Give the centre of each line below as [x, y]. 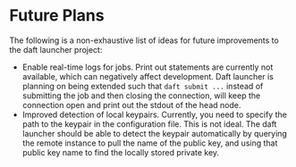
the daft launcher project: [56, 49]
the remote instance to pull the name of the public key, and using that [150, 143]
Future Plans [57, 16]
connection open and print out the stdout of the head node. [131, 104]
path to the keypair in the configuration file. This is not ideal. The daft [149, 124]
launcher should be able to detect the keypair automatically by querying [155, 133]
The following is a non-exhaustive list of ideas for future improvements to [144, 40]
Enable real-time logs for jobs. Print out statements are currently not [148, 67]
